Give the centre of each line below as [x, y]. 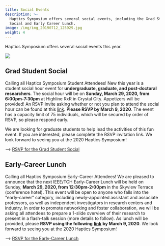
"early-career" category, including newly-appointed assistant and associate [82, 197]
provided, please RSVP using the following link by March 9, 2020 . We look [82, 223]
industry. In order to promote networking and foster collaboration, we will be [82, 208]
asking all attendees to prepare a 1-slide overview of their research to [75, 213]
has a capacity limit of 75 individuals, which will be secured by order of [77, 114]
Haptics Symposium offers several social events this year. [63, 46]
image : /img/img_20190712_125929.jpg [44, 28]
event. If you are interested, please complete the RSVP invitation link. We [79, 134]
